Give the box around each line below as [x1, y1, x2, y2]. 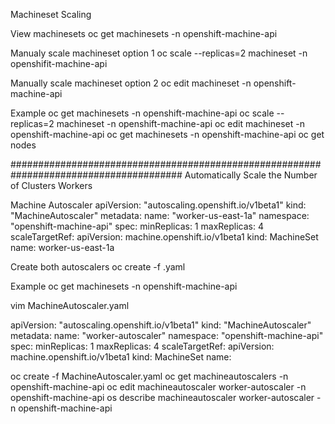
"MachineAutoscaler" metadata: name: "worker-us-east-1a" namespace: [10, 210, 310, 221]
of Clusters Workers [10, 180, 93, 191]
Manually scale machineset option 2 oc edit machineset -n [10, 77, 252, 89]
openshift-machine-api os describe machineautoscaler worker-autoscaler [10, 392, 315, 403]
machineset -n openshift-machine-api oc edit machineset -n [56, 118, 305, 129]
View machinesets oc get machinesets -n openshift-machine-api [10, 28, 278, 39]
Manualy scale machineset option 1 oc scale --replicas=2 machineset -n [10, 47, 308, 59]
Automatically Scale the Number [184, 169, 318, 181]
